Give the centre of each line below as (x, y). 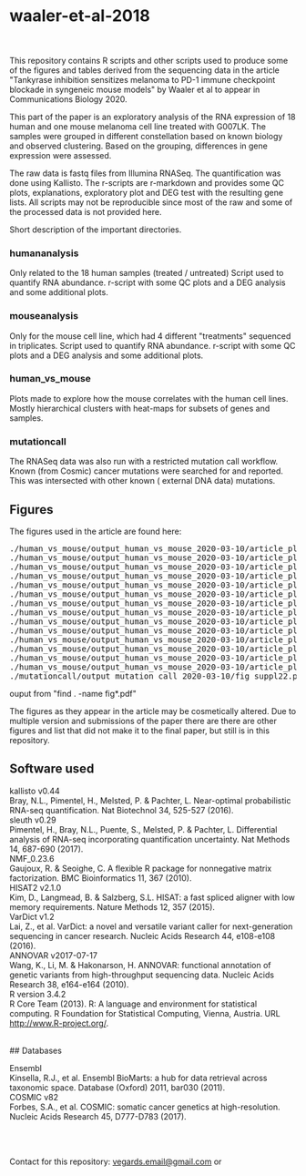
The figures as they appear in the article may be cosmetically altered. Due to (153, 711)
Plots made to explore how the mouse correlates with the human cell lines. (149, 398)
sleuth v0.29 (33, 820)
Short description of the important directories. (96, 230)
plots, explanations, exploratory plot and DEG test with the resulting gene (147, 192)
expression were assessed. (61, 155)
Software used (52, 769)
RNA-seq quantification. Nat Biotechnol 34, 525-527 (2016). (122, 810)
